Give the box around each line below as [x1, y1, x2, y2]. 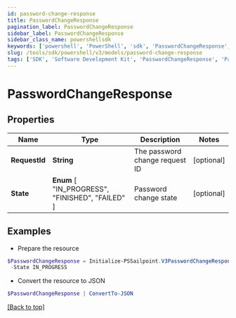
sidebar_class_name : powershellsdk [7, 36, 112, 43]
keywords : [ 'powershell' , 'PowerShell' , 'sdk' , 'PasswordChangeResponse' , [7, 43, 231, 50]
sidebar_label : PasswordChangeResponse [7, 29, 124, 37]
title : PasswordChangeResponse [7, 17, 99, 24]
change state [134, 193, 178, 202]
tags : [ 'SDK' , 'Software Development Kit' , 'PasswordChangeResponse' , [7, 56, 218, 63]
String [52, 155, 74, 165]
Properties [7, 113, 55, 126]
